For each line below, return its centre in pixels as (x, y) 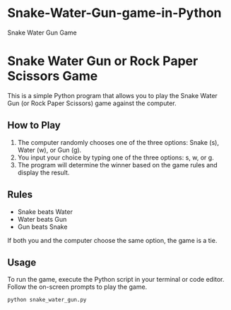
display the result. (43, 172)
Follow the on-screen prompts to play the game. (77, 287)
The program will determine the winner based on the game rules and (117, 165)
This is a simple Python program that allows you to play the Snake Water (112, 95)
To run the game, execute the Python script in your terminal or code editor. (116, 280)
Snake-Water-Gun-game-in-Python (114, 13)
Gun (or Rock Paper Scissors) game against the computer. (92, 103)
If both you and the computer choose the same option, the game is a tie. (112, 240)
